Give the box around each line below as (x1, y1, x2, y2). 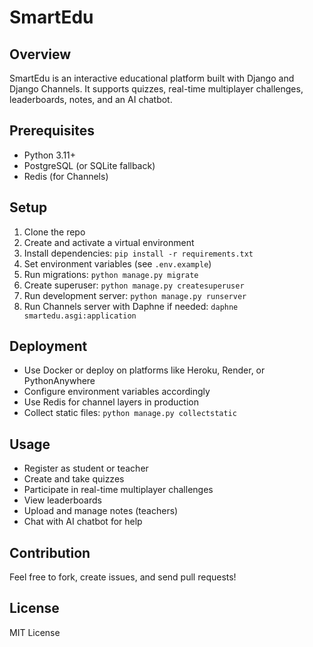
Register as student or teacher (23, 462, 149, 475)
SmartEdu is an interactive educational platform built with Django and (9, 72, 295, 84)
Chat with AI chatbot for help (23, 516, 143, 528)
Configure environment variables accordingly (23, 386, 211, 398)
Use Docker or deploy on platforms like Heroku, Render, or (23, 364, 266, 376)
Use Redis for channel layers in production (23, 396, 199, 408)
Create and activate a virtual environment (23, 236, 195, 248)
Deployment (9, 338, 88, 355)
